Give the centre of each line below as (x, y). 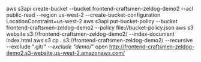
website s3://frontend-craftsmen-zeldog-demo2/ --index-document (91, 34)
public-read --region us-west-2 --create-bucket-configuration (83, 15)
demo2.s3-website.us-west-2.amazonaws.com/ (66, 53)
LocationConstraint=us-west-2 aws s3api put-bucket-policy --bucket (92, 21)
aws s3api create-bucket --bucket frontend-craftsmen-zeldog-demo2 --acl (100, 9)
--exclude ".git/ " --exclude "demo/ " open (57, 46)
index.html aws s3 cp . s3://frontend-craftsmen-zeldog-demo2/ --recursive (100, 40)
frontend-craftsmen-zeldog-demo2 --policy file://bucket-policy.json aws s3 (100, 27)
